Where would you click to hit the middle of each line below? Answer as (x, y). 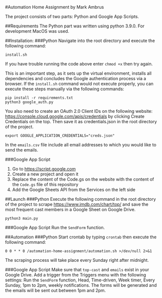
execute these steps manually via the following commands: (65, 89)
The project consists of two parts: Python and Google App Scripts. (72, 16)
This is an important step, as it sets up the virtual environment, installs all (78, 73)
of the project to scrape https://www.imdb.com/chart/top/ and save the (77, 204)
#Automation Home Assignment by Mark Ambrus (55, 7)
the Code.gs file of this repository (45, 184)
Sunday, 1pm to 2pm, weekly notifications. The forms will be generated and (81, 285)
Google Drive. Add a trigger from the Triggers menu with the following (76, 275)
